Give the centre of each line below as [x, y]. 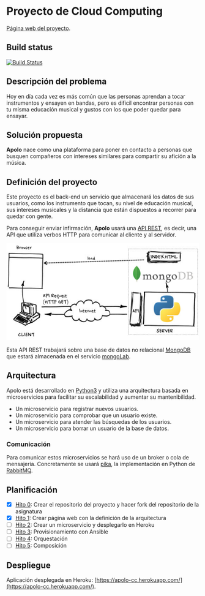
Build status [30, 47]
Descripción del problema [57, 82]
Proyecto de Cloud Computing [85, 11]
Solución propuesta [45, 135]
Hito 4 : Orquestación [42, 539]
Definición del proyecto [52, 182]
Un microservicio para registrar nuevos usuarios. [77, 409]
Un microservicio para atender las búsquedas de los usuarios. [93, 421]
